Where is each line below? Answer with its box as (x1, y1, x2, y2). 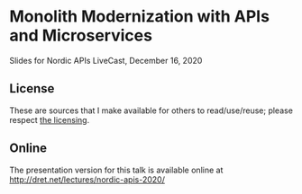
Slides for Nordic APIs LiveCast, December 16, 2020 (9, 55, 203, 66)
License (9, 81, 55, 96)
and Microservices (9, 25, 153, 46)
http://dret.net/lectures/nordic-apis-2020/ (9, 173, 165, 185)
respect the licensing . (9, 114, 90, 125)
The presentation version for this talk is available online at (9, 164, 224, 175)
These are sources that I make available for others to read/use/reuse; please (9, 105, 293, 116)
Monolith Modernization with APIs (9, 6, 270, 27)
